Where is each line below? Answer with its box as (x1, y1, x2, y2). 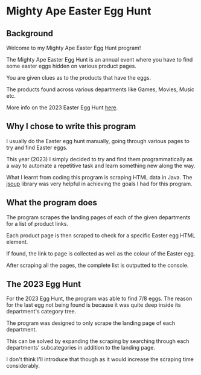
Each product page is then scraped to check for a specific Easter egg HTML (6, 231, 196, 239)
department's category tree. (6, 308, 77, 315)
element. (6, 238, 28, 245)
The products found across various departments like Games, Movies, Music (6, 86, 195, 93)
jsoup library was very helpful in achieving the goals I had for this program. (6, 180, 193, 187)
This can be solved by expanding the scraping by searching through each (6, 338, 190, 345)
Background (6, 28, 53, 39)
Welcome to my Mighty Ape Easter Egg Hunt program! (6, 44, 141, 51)
